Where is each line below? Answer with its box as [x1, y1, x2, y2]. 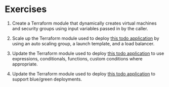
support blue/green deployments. [12, 76, 82, 82]
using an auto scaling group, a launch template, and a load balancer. [12, 40, 155, 46]
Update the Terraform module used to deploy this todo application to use [12, 50, 164, 56]
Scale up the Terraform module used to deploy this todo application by [12, 35, 160, 41]
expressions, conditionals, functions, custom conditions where [12, 55, 143, 61]
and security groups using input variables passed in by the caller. [12, 25, 148, 31]
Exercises [5, 4, 47, 15]
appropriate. [12, 61, 38, 67]
